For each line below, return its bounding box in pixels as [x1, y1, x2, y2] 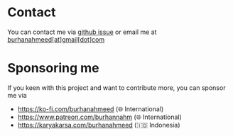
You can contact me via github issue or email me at [7, 28, 157, 36]
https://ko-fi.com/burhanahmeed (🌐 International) [17, 104, 164, 113]
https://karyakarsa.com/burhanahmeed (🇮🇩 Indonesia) [17, 120, 180, 129]
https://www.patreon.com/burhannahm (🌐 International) [17, 113, 183, 121]
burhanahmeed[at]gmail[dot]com [7, 35, 105, 43]
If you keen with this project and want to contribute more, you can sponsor [7, 83, 226, 92]
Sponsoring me [7, 60, 99, 76]
